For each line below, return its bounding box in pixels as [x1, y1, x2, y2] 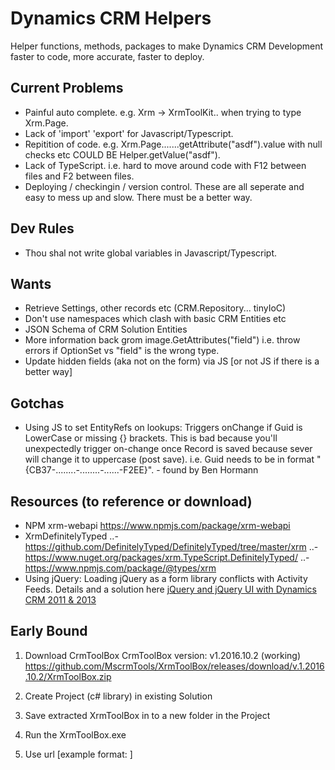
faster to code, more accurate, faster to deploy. [10, 50, 205, 62]
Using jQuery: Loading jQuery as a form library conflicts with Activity [24, 573, 308, 584]
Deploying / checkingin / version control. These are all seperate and [24, 180, 305, 192]
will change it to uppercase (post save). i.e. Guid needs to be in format [24, 453, 315, 466]
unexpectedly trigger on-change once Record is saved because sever [24, 443, 313, 455]
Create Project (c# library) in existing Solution [24, 690, 213, 702]
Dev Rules [10, 220, 75, 237]
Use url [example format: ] [24, 748, 133, 760]
